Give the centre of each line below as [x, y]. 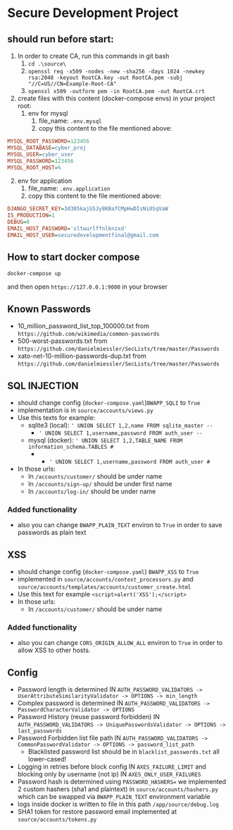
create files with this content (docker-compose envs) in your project [116, 98]
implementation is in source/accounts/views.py [85, 410]
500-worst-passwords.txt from [62, 341]
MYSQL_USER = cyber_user [40, 154]
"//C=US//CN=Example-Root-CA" [73, 84]
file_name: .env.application [69, 188]
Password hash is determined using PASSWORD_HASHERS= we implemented [122, 782]
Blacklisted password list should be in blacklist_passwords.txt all [124, 752]
